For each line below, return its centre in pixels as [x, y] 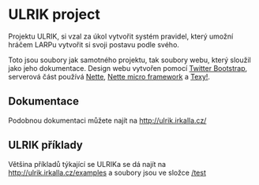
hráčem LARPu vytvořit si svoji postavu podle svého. [94, 44]
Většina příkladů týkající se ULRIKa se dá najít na [87, 164]
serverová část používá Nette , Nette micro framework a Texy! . [109, 76]
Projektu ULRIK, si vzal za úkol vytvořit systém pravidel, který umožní [121, 36]
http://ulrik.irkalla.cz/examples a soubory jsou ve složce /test [107, 172]
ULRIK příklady [45, 145]
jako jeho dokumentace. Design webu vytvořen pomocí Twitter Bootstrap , [128, 68]
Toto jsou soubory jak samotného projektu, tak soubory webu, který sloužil [129, 60]
